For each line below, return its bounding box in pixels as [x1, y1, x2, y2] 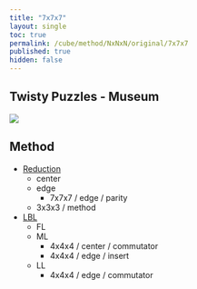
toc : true [9, 30, 47, 39]
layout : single [9, 22, 67, 31]
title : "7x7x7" [9, 13, 67, 23]
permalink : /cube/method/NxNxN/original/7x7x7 [9, 38, 189, 48]
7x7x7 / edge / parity [49, 192, 128, 203]
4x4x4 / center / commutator [49, 240, 159, 251]
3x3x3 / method [35, 202, 96, 213]
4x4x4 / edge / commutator [49, 269, 153, 280]
